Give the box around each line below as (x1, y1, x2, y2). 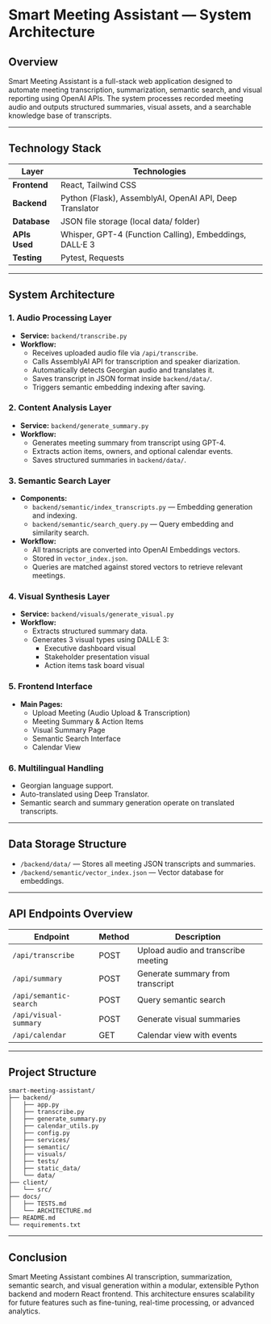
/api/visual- (12, 1010, 63, 1019)
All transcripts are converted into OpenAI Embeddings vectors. (31, 545, 240, 555)
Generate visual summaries (136, 1013, 240, 1024)
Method (98, 931, 130, 942)
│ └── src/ (8, 1186, 52, 1194)
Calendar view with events (136, 1029, 238, 1040)
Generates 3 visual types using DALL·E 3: (31, 635, 169, 645)
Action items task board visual (44, 661, 145, 670)
